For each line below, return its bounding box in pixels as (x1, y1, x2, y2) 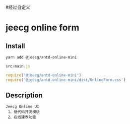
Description (5, 91, 43, 99)
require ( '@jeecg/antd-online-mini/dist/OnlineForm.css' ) (5, 77, 126, 82)
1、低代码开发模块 (7, 110, 40, 115)
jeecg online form (5, 22, 80, 33)
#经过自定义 (5, 4, 30, 10)
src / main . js (5, 63, 30, 68)
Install (5, 42, 25, 50)
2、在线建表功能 (7, 115, 36, 120)
